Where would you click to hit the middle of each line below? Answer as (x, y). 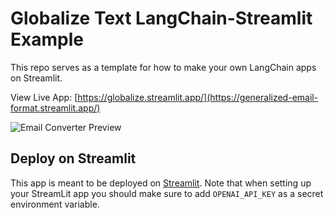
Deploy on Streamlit (73, 158)
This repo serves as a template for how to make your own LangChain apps (163, 67)
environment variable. (55, 204)
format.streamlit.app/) (55, 108)
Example (47, 39)
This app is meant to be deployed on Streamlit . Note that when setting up (161, 183)
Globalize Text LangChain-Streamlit (161, 18)
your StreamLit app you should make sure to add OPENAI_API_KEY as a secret (167, 193)
